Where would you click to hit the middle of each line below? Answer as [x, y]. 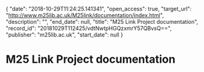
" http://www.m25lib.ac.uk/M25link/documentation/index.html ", [85, 15]
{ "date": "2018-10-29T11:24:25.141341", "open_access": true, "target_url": [99, 9]
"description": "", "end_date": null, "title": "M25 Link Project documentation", [102, 22]
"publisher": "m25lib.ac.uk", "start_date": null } [64, 35]
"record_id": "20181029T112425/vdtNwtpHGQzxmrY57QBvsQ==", [89, 28]
